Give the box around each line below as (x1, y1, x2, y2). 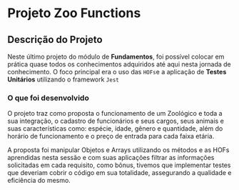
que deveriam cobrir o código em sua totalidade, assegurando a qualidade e (7, 169, 232, 177)
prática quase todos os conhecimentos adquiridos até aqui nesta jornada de (7, 60, 232, 69)
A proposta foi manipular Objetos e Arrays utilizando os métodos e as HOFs (7, 146, 230, 154)
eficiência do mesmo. (7, 176, 71, 185)
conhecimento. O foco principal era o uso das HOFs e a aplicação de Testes (7, 68, 227, 76)
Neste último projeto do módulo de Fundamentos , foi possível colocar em (7, 52, 225, 61)
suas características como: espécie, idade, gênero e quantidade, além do (7, 124, 223, 133)
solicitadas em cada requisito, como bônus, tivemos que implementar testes (7, 161, 231, 169)
